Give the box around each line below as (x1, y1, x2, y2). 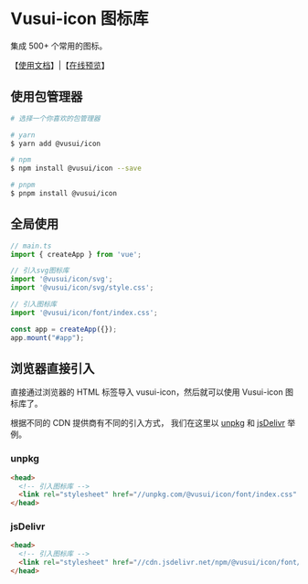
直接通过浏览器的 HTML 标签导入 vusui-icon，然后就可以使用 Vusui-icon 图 (10, 387, 293, 398)
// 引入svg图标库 (10, 266, 69, 275)
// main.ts (10, 241, 52, 250)
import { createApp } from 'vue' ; (10, 250, 143, 259)
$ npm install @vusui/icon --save (10, 164, 143, 174)
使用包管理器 (10, 89, 83, 105)
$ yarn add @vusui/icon (10, 139, 101, 148)
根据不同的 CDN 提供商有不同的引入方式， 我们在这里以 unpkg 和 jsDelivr (10, 418, 286, 429)
